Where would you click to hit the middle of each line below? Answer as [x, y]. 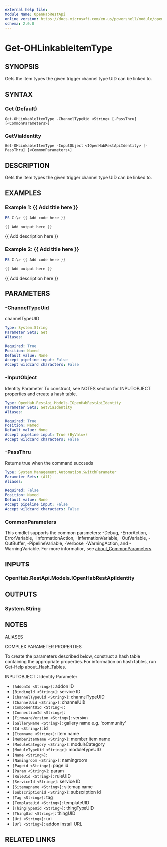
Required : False [22, 491]
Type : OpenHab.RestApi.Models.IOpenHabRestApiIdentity [63, 403]
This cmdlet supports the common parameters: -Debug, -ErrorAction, [76, 533]
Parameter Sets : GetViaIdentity [39, 407]
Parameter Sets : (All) [29, 477]
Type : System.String [27, 328]
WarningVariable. [23, 549]
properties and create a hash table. [41, 394]
